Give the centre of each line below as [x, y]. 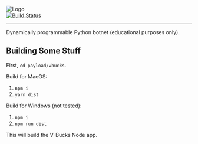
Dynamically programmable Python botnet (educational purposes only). [93, 32]
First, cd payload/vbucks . [36, 65]
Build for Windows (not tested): [44, 106]
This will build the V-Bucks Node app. [52, 135]
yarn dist [27, 94]
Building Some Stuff [44, 51]
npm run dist [31, 124]
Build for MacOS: [27, 76]
